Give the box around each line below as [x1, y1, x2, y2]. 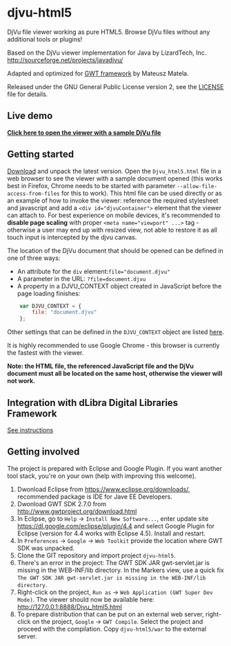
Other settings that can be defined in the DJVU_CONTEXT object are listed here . [7, 328, 225, 336]
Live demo [7, 110, 53, 122]
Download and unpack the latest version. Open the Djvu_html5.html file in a [7, 167, 222, 175]
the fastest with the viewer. [7, 349, 84, 357]
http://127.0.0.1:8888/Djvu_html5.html [17, 602, 122, 611]
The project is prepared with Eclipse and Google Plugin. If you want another [7, 464, 222, 472]
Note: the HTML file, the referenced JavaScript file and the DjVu [7, 362, 194, 371]
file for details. [7, 90, 48, 98]
